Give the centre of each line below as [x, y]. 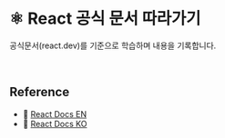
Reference [40, 92]
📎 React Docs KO [55, 123]
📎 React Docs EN [55, 113]
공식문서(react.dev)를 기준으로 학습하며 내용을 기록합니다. [113, 45]
